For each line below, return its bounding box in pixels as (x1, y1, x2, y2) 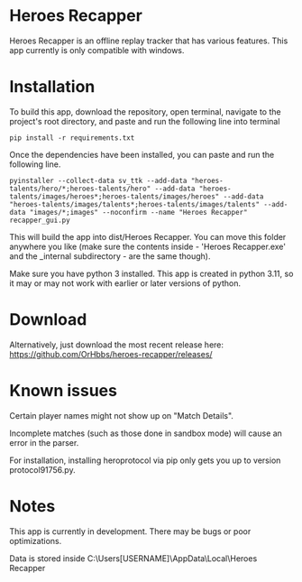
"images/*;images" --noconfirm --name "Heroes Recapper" (29, 208, 248, 217)
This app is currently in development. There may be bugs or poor (9, 525, 252, 537)
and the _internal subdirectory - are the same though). (9, 250, 211, 262)
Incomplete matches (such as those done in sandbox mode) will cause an (9, 428, 282, 439)
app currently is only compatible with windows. (9, 44, 185, 55)
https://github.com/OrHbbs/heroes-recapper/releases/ (9, 348, 214, 359)
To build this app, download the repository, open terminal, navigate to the (9, 106, 281, 117)
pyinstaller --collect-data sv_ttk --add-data (9, 176, 188, 185)
